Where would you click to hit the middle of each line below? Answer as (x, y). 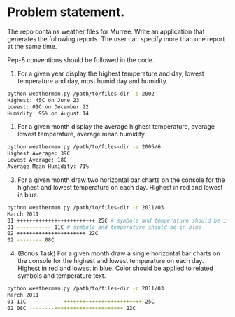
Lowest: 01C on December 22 (48, 107)
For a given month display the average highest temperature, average (116, 127)
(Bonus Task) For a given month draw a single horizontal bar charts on (119, 253)
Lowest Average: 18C (37, 160)
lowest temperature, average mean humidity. (82, 134)
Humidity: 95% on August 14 (48, 113)
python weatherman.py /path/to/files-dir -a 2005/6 (84, 147)
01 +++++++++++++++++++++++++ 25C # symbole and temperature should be (114, 220)
